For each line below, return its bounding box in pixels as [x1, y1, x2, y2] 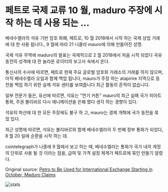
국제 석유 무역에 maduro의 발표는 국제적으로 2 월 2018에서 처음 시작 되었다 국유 [5, 52, 162, 58]
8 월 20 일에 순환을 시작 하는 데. [5, 132, 68, 139]
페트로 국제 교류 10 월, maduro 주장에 [5, 5, 152, 16]
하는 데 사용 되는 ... [15, 17, 90, 29]
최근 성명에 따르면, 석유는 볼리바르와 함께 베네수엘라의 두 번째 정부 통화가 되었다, [5, 126, 163, 132]
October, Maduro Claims [5, 171, 56, 177]
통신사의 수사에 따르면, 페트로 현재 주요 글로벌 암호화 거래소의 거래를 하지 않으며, [5, 69, 163, 75]
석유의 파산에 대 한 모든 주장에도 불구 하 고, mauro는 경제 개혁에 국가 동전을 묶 [5, 109, 159, 115]
